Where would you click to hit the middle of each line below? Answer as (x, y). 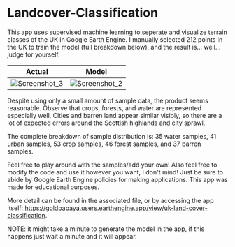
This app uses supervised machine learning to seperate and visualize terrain (117, 32)
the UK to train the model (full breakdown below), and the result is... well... (114, 47)
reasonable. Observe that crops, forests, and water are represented (105, 108)
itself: (15, 208)
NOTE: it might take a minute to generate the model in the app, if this (106, 229)
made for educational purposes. (54, 187)
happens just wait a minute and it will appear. (72, 236)
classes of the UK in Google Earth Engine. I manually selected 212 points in (115, 39)
